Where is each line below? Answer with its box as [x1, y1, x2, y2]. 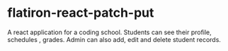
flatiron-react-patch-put [7, 5, 154, 21]
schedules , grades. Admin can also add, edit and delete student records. [7, 35, 222, 43]
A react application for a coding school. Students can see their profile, [7, 28, 212, 36]
